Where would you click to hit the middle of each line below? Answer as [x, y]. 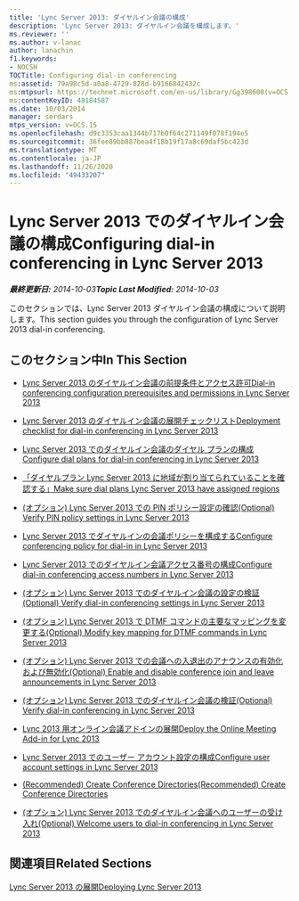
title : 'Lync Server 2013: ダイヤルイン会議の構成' [99, 17]
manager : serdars [41, 117]
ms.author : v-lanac [45, 42]
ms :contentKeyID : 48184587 [59, 100]
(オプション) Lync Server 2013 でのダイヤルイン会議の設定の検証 [141, 593]
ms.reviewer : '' [39, 34]
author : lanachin [41, 51]
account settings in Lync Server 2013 [90, 767]
